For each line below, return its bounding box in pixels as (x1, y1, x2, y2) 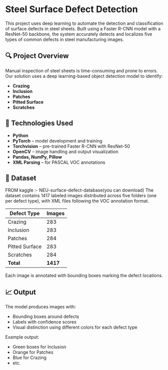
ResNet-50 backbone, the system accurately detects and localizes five (5, 31, 152, 37)
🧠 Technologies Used (5, 119, 73, 127)
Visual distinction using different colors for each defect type (12, 325, 138, 331)
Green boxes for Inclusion (12, 344, 67, 350)
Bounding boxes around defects (12, 313, 79, 319)
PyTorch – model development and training (12, 137, 102, 144)
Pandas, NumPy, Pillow (12, 154, 62, 160)
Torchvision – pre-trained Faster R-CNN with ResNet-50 (12, 143, 130, 149)
